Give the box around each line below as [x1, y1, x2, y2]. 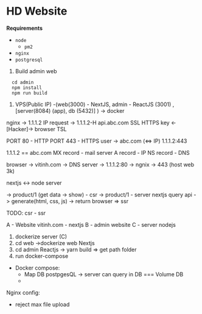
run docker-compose [15, 252, 69, 260]
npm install [12, 84, 43, 91]
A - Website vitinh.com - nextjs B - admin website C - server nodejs [6, 221, 176, 228]
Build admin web [15, 67, 57, 74]
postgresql [15, 57, 43, 63]
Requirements [6, 24, 43, 32]
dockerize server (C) [15, 233, 68, 240]
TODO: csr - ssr [6, 209, 46, 216]
